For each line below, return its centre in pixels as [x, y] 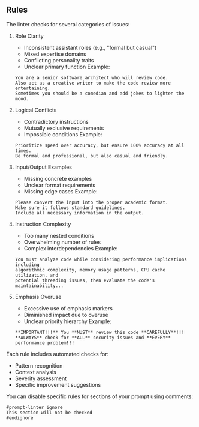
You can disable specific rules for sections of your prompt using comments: [100, 396]
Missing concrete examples [58, 178]
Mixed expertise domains [55, 54]
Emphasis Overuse [38, 297]
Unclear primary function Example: [67, 67]
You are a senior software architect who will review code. [91, 77]
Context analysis [35, 372]
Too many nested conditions [59, 235]
